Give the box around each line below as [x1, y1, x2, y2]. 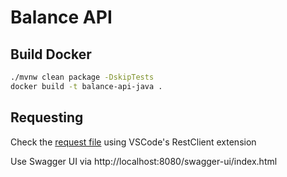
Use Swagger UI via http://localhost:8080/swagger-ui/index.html [10, 155, 278, 167]
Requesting [10, 109, 84, 126]
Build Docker [10, 46, 92, 63]
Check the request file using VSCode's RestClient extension [10, 136, 257, 148]
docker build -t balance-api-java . [10, 81, 163, 91]
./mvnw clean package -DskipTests [10, 72, 155, 82]
